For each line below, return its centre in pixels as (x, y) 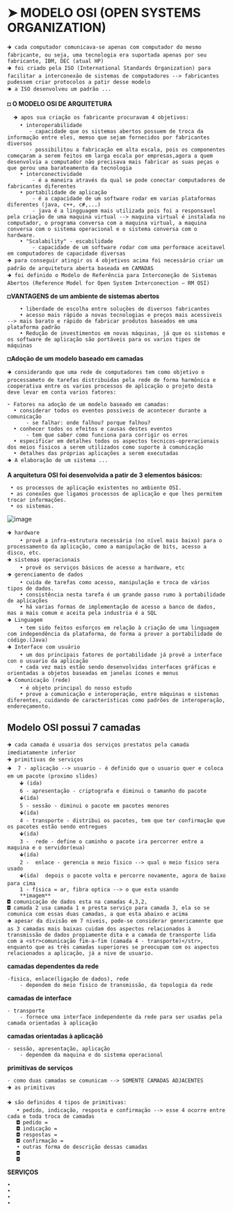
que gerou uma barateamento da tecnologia (70, 168)
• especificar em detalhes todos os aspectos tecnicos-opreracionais (116, 441)
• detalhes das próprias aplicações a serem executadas (96, 453)
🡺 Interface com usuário (44, 647)
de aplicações (28, 601)
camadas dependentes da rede (53, 966)
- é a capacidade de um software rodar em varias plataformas (124, 198)
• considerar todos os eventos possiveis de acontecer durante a (110, 410)
